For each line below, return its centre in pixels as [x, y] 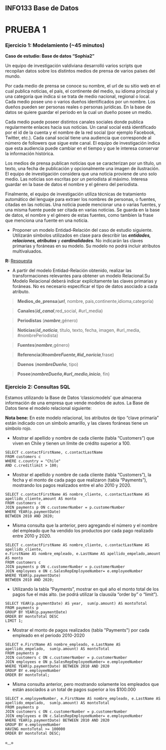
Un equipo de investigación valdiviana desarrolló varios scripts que [74, 65]
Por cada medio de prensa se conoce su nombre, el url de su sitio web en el [83, 86]
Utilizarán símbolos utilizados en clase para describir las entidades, [82, 235]
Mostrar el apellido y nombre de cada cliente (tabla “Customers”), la [82, 475]
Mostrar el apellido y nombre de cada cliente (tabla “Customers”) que [83, 438]
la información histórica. [30, 153]
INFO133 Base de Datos [42, 8]
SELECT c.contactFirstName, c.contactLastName [54, 453]
